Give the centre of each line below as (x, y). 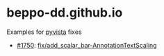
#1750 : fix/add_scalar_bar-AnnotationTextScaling (87, 45)
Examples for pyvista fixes (44, 32)
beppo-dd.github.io (65, 13)
